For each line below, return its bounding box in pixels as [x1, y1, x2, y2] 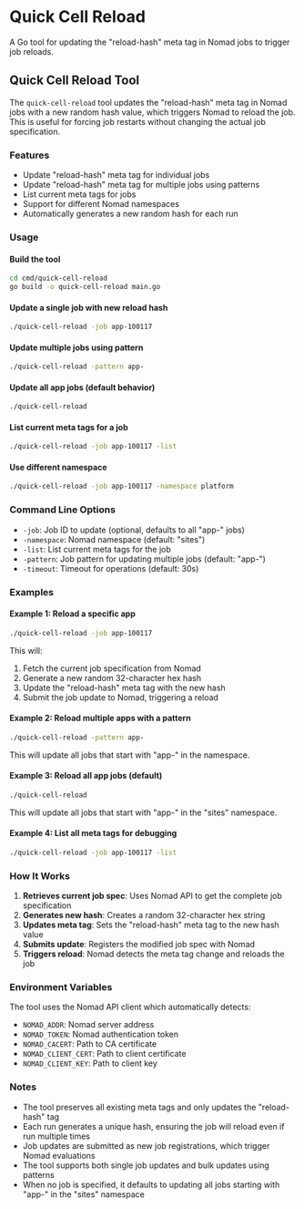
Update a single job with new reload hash [9, 302, 168, 313]
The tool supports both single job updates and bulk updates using [22, 1160, 270, 1171]
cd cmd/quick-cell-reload [9, 274, 107, 284]
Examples [9, 585, 55, 598]
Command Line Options [9, 503, 117, 516]
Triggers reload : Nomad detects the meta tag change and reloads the [22, 948, 285, 959]
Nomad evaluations [22, 1150, 96, 1161]
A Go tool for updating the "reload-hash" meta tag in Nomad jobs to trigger [9, 36, 290, 47]
